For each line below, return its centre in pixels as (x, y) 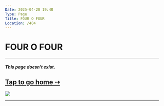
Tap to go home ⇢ (32, 82)
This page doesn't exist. (30, 67)
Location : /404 (20, 23)
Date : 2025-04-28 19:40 (29, 9)
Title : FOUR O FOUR (25, 18)
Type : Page (16, 14)
